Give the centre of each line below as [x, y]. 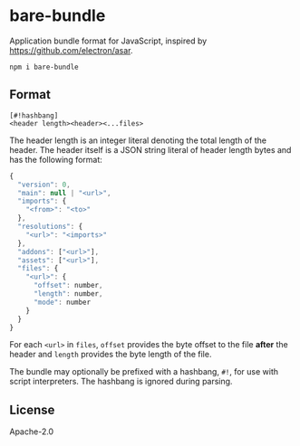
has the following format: [56, 159]
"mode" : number [62, 302]
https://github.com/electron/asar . [71, 50]
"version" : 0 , [44, 185]
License [32, 409]
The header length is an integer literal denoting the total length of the [138, 140]
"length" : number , [68, 294]
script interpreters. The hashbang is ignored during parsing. [121, 382]
